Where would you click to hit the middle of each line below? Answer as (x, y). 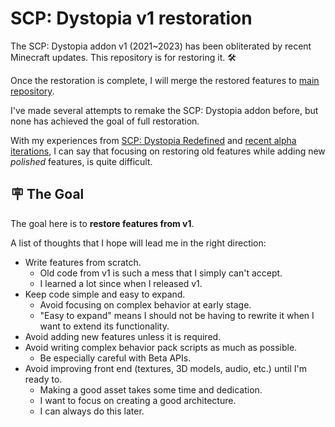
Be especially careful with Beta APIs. (115, 358)
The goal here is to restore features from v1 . (102, 223)
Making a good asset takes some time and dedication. (151, 389)
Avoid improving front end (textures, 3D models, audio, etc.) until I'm (165, 368)
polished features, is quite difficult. (81, 161)
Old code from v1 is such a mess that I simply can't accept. (161, 273)
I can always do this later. (92, 411)
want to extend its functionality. (104, 326)
